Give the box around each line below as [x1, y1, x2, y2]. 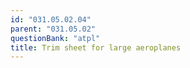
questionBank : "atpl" [10, 33, 101, 43]
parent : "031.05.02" [10, 24, 97, 34]
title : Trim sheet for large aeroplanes [10, 42, 182, 53]
